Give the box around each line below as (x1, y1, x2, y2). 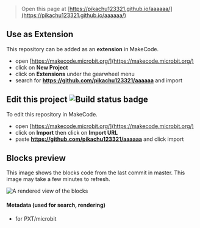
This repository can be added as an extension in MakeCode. (6, 45, 159, 52)
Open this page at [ (21, 5, 70, 12)
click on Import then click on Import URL (15, 129, 118, 136)
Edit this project (6, 94, 68, 105)
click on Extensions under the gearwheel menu (15, 70, 135, 77)
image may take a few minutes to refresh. (6, 176, 110, 183)
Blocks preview (6, 153, 66, 163)
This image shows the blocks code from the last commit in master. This (6, 169, 185, 176)
